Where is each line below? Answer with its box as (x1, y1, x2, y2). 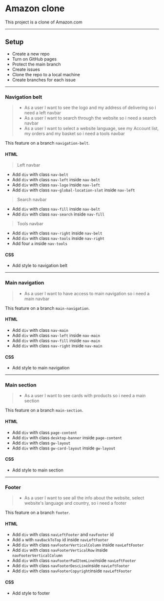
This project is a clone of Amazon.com (5, 19, 82, 25)
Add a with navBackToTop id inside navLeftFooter (12, 537, 109, 543)
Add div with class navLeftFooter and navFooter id (12, 532, 114, 537)
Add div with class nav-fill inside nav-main (12, 338, 101, 343)
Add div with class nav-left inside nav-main (12, 332, 101, 338)
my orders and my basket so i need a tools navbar (24, 130, 125, 137)
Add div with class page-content (12, 429, 77, 435)
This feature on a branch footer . (5, 510, 70, 515)
